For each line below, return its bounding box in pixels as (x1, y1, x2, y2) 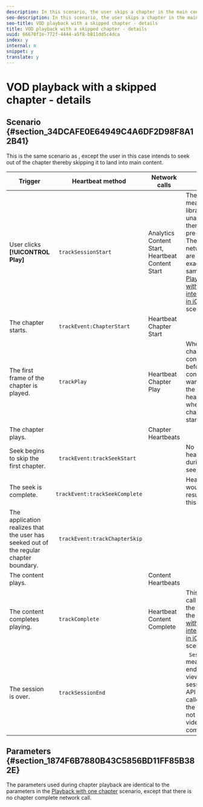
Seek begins (9, 447, 45, 455)
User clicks (9, 240, 41, 249)
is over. (9, 692, 30, 701)
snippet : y (6, 49, 34, 55)
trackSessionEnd (58, 689, 106, 696)
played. (9, 389, 30, 397)
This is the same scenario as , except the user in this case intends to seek (6, 152, 190, 160)
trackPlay (58, 378, 87, 385)
